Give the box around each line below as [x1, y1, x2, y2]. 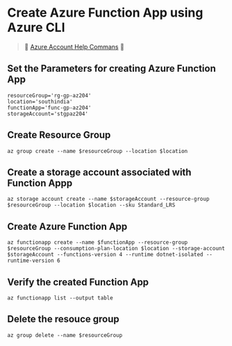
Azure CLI [7, 19, 65, 35]
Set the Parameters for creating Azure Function [7, 63, 217, 74]
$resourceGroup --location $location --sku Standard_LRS [7, 201, 176, 209]
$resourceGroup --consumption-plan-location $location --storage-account [7, 245, 226, 252]
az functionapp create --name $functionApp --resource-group [7, 239, 188, 246]
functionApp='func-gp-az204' [7, 104, 92, 111]
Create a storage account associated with [7, 166, 192, 178]
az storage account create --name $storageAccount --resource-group [7, 196, 210, 203]
